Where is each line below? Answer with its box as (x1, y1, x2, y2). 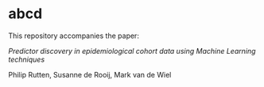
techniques (8, 55, 45, 64)
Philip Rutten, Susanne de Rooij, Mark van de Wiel (8, 70, 172, 79)
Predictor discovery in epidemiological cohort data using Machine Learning (8, 46, 256, 55)
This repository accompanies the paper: (8, 31, 139, 40)
